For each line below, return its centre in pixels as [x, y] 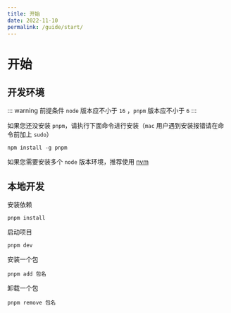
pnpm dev [20, 246]
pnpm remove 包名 [32, 303]
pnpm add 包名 [27, 274]
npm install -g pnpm [38, 148]
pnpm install [26, 218]
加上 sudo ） [36, 134]
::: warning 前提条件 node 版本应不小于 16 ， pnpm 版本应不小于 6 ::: [102, 111]
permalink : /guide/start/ [45, 27]
